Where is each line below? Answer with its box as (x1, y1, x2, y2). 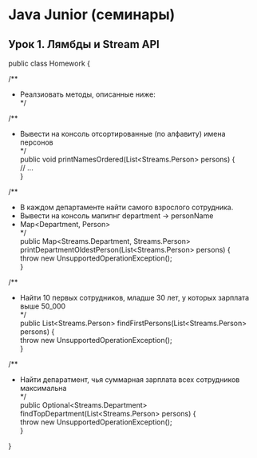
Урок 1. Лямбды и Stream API (8, 38, 160, 51)
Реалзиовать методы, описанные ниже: (19, 90, 156, 99)
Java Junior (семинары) (8, 6, 176, 24)
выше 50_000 (19, 301, 66, 311)
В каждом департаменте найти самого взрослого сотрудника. (19, 202, 234, 212)
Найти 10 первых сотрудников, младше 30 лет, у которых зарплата (19, 293, 250, 302)
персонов (19, 137, 53, 147)
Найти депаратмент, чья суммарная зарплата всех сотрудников (19, 375, 240, 384)
